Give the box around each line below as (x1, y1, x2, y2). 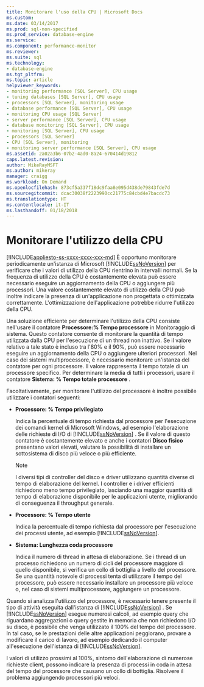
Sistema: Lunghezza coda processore (15, 541, 113, 549)
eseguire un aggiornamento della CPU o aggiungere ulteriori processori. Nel (6, 350, 197, 357)
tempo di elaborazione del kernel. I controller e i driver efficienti (15, 480, 175, 488)
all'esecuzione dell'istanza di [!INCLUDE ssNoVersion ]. (6, 643, 142, 650)
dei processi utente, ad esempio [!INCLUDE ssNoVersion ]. (15, 530, 160, 537)
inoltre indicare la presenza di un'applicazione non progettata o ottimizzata (6, 293, 194, 300)
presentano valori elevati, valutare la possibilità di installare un (15, 443, 172, 451)
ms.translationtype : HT (6, 196, 67, 202)
